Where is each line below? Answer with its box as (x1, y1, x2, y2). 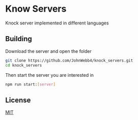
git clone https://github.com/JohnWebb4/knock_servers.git (5, 58, 133, 63)
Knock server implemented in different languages (5, 20, 109, 26)
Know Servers (5, 3, 67, 15)
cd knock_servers (5, 63, 42, 68)
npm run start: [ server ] (5, 82, 56, 87)
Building (5, 35, 32, 43)
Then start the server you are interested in (5, 72, 94, 78)
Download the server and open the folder (5, 48, 92, 54)
